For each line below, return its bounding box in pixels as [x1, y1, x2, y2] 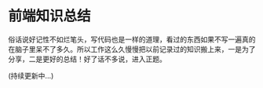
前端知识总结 [8, 7, 92, 25]
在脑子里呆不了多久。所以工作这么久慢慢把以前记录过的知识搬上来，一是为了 [8, 44, 256, 53]
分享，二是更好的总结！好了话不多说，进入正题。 [8, 54, 166, 64]
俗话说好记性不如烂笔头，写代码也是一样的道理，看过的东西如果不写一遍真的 [8, 35, 256, 44]
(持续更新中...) [8, 71, 54, 80]
